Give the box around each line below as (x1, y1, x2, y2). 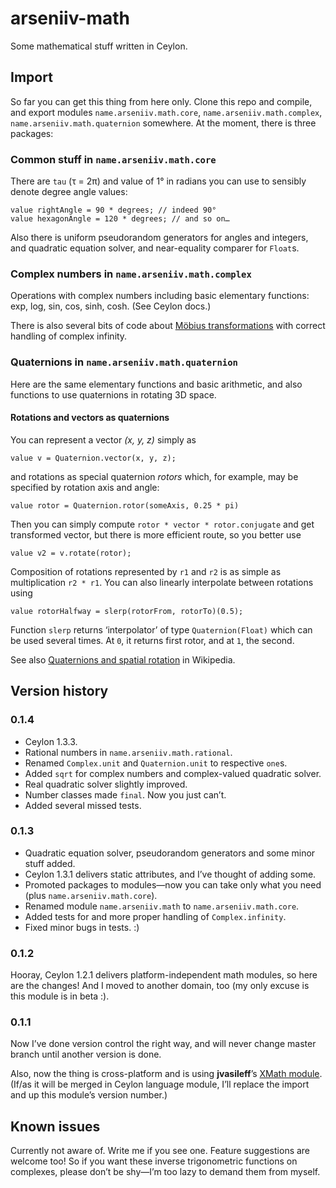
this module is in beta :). (10, 990, 110, 1002)
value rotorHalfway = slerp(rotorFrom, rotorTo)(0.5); (10, 606, 244, 616)
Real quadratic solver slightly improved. (24, 778, 188, 790)
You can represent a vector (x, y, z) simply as (10, 433, 197, 446)
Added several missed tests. (24, 799, 142, 811)
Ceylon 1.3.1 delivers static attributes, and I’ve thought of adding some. (24, 868, 317, 880)
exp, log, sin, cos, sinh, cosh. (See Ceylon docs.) (10, 300, 212, 312)
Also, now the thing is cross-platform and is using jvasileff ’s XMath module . (10, 1068, 323, 1080)
